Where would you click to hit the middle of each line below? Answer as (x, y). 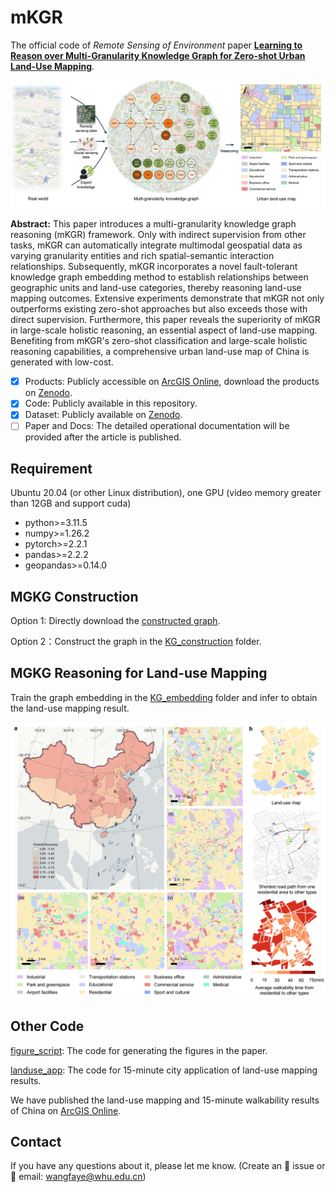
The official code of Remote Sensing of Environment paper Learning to (156, 45)
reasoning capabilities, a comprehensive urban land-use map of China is (160, 352)
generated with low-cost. (62, 362)
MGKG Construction (74, 596)
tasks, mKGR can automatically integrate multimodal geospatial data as (156, 245)
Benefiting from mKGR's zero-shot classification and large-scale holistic (159, 341)
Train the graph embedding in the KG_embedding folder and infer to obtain (164, 697)
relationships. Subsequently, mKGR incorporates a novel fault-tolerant (154, 267)
